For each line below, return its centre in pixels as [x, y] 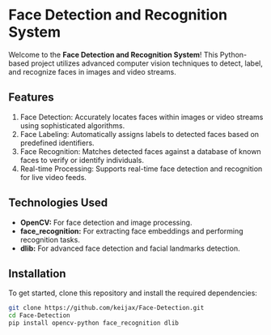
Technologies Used [58, 203]
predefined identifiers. [57, 143]
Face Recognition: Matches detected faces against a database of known [140, 151]
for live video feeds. [53, 177]
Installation [37, 273]
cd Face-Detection [39, 316]
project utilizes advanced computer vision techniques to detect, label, [147, 63]
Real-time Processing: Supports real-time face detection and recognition [141, 169]
